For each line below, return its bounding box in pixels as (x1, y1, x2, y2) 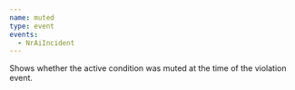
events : (9, 30, 39, 39)
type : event (9, 22, 54, 31)
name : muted (9, 13, 54, 22)
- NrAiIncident (17, 38, 75, 48)
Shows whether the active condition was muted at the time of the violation (9, 63, 287, 74)
